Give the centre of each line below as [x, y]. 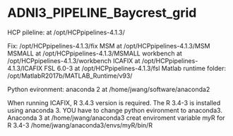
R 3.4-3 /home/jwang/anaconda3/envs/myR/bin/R [80, 125]
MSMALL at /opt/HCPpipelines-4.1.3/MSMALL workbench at [95, 53]
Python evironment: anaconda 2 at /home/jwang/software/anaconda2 [109, 89]
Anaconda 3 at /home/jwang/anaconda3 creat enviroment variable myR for [116, 118]
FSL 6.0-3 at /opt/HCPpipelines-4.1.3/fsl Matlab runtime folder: [135, 68]
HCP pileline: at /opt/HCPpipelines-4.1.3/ [66, 32]
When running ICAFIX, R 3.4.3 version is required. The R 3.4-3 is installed [114, 102]
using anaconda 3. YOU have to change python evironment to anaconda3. [115, 110]
